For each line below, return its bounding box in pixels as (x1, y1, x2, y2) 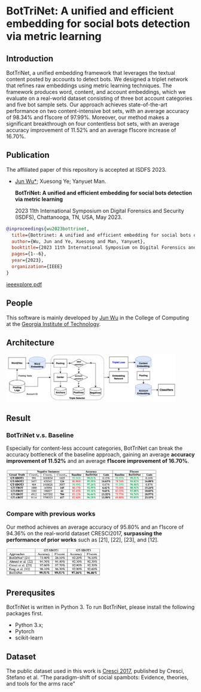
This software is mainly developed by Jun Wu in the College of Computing (6, 314, 190, 321)
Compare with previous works (6, 510, 96, 518)
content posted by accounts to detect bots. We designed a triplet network (6, 76, 188, 83)
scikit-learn (14, 634, 43, 641)
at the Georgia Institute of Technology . (6, 320, 101, 327)
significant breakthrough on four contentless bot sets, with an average (6, 120, 179, 127)
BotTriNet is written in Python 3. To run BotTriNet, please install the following (6, 603, 195, 611)
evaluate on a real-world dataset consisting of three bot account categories (6, 94, 193, 102)
